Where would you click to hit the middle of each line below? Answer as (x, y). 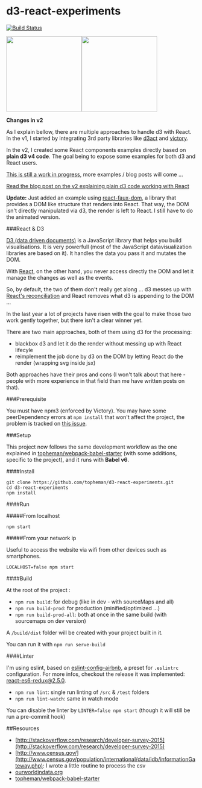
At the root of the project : (38, 590)
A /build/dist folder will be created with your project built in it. (84, 632)
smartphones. (24, 556)
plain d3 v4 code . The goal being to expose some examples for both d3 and (101, 156)
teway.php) (29, 765)
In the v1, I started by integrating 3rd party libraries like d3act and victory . (97, 138)
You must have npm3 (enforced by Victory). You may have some (87, 411)
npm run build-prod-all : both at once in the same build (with (91, 614)
